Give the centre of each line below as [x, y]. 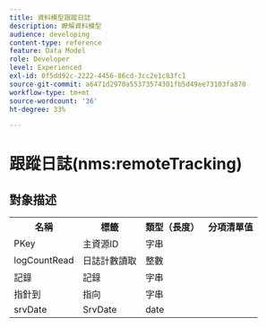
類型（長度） [172, 228]
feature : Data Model [48, 51]
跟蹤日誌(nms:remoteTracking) [126, 164]
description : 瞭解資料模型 [56, 26]
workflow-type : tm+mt [50, 92]
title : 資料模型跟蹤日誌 [50, 17]
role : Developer [39, 59]
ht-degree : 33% [38, 109]
